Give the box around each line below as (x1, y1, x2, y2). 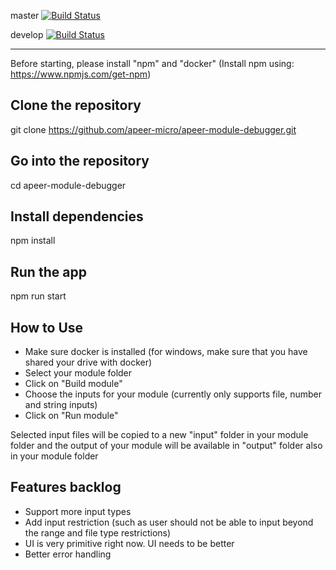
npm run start (10, 290, 67, 302)
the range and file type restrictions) (24, 526, 172, 539)
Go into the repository (10, 153, 150, 170)
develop (10, 29, 44, 40)
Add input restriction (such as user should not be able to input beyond (24, 516, 314, 528)
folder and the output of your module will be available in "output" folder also (10, 440, 323, 452)
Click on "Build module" (24, 378, 123, 390)
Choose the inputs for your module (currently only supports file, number (24, 388, 323, 400)
